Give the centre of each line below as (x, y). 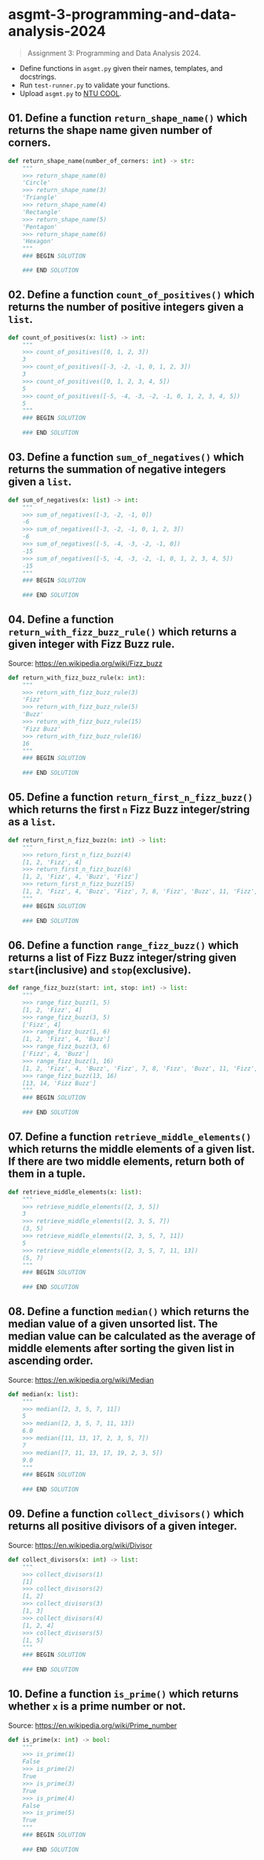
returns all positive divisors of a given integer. (123, 1527)
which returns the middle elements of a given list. (132, 1149)
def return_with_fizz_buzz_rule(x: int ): (77, 678)
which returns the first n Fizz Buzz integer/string (129, 810)
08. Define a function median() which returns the (129, 1312)
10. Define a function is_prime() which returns (124, 1694)
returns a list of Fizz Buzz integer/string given (123, 957)
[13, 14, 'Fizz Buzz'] (59, 1083)
